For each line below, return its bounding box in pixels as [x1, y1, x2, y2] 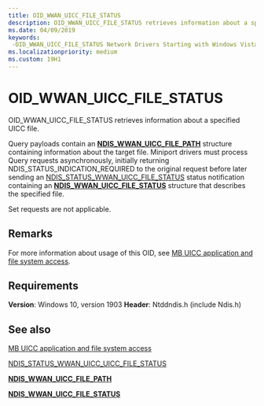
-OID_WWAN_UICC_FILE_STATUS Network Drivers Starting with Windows [11, 41, 237, 49]
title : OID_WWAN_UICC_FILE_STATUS [8, 11, 122, 20]
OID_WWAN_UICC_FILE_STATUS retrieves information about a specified [8, 115, 240, 124]
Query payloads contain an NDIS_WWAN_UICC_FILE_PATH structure [8, 138, 233, 148]
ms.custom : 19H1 [8, 56, 61, 64]
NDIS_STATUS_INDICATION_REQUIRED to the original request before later [8, 164, 247, 173]
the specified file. [8, 189, 64, 198]
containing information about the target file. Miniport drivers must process [8, 147, 248, 157]
